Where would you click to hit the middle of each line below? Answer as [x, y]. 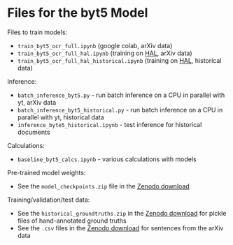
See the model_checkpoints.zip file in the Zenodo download [104, 186]
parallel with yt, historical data [61, 117]
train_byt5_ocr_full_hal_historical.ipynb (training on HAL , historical [119, 60]
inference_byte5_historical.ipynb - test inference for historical [110, 124]
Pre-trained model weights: [47, 172]
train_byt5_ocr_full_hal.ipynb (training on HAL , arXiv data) [105, 53]
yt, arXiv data [37, 102]
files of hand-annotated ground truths [72, 221]
